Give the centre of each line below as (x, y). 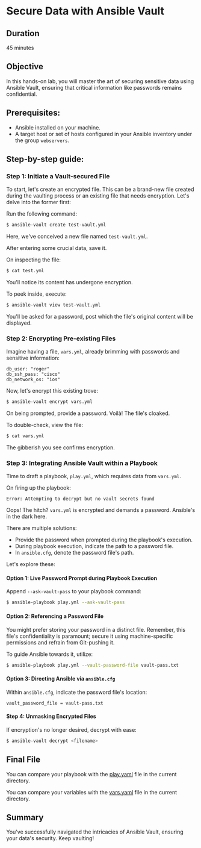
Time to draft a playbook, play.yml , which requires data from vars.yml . (94, 476)
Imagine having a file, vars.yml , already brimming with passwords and (93, 352)
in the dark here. (26, 517)
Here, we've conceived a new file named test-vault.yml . (77, 237)
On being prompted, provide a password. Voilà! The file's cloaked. (88, 413)
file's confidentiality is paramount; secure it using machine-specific (90, 636)
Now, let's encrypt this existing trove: (52, 391)
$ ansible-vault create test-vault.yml (56, 225)
